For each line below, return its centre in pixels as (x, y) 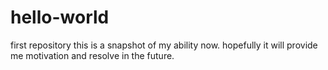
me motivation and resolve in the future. (92, 55)
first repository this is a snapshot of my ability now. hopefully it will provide (164, 45)
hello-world (60, 17)
